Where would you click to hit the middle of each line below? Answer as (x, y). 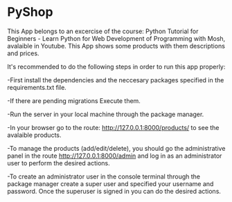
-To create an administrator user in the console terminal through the (104, 176)
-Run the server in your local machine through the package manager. (106, 114)
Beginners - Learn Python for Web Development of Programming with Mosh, (116, 38)
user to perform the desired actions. (59, 163)
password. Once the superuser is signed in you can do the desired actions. (114, 191)
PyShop (30, 12)
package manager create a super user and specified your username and (110, 183)
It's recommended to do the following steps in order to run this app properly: (116, 66)
